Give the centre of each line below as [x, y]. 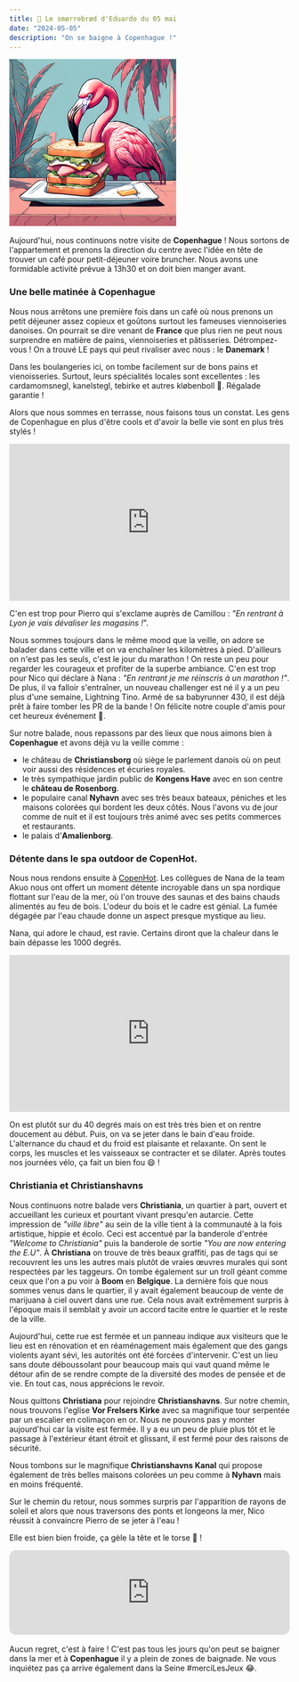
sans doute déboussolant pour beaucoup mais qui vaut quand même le [139, 1364]
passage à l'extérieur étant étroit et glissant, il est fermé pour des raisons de [149, 1438]
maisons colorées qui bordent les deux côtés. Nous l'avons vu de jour [150, 807]
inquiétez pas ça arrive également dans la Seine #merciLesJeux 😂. [133, 1668]
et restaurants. [49, 826]
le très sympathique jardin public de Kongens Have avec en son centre [152, 779]
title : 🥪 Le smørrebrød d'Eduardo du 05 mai [93, 19]
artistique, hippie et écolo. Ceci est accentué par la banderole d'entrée [139, 1233]
